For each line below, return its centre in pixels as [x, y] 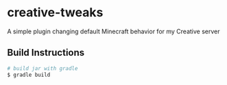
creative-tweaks [55, 13]
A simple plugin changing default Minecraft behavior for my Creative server [114, 31]
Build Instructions [46, 53]
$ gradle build [29, 75]
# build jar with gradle [43, 68]
